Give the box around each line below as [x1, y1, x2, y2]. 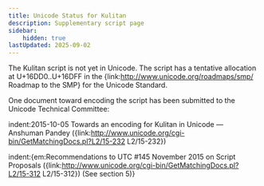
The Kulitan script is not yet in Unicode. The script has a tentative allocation [8, 63, 257, 73]
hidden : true [22, 34, 66, 42]
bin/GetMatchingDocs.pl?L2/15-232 [8, 137, 126, 146]
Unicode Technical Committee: [8, 105, 110, 114]
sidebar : [8, 26, 37, 34]
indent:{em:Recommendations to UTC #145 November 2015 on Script [8, 152, 236, 162]
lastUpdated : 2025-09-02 [8, 42, 91, 49]
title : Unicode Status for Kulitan [8, 11, 127, 20]
